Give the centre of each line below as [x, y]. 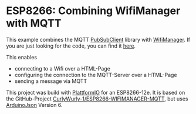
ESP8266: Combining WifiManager [93, 11]
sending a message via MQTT [50, 81]
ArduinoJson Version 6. [34, 105]
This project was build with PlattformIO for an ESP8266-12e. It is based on [96, 92]
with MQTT [34, 23]
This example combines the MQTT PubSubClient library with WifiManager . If [98, 39]
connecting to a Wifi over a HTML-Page [62, 68]
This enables [21, 57]
